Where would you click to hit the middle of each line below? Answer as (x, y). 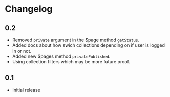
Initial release (26, 90)
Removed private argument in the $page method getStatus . (76, 40)
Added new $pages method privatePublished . (61, 56)
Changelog (29, 9)
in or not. (22, 51)
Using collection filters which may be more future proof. (71, 62)
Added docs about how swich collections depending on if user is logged (88, 45)
